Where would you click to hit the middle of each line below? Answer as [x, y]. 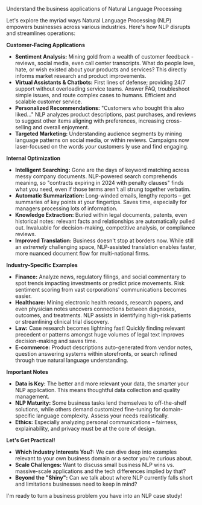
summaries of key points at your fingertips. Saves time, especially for [101, 202]
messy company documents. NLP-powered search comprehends [96, 176]
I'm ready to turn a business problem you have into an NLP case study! [94, 496]
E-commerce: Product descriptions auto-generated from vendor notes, [104, 347]
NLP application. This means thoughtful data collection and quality [97, 390]
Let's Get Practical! [31, 440]
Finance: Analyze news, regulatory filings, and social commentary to [100, 277]
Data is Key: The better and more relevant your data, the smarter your [102, 384]
